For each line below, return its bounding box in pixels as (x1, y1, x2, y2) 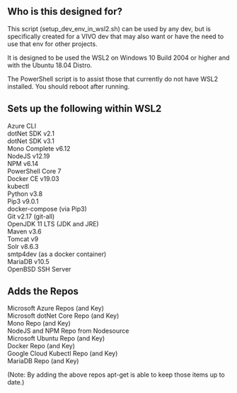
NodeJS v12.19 (7, 152, 50, 160)
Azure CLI (7, 121, 37, 130)
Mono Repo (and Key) (7, 319, 71, 328)
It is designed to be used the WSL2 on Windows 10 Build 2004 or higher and (7, 53, 230, 62)
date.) (7, 378, 25, 387)
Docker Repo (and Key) (7, 342, 76, 350)
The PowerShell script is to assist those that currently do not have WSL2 (7, 74, 218, 83)
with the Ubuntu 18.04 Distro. (7, 60, 93, 70)
